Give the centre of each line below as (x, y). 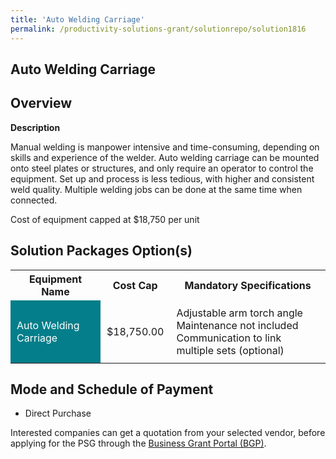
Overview (41, 103)
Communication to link (229, 338)
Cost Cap (135, 285)
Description (35, 127)
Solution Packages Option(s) (101, 251)
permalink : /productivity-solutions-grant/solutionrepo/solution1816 (158, 29)
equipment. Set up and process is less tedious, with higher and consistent (162, 178)
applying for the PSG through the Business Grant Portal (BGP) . (138, 443)
